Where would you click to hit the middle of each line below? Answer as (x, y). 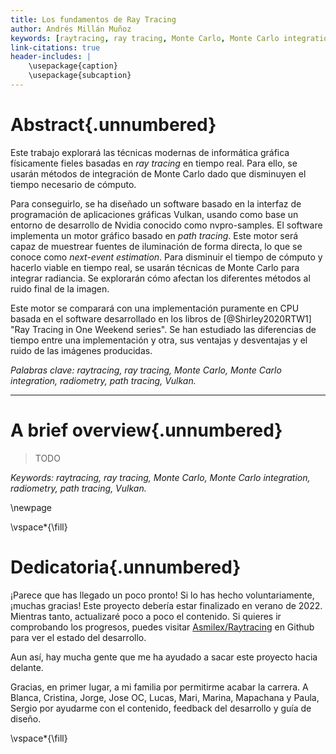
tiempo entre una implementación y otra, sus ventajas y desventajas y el (159, 340)
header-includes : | (51, 57)
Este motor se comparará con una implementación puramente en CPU (155, 308)
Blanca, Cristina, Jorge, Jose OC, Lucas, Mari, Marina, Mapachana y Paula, (165, 697)
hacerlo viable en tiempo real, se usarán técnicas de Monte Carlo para (155, 267)
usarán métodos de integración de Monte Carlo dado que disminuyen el (158, 173)
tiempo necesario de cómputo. (73, 184)
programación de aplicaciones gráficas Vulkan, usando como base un (154, 214)
